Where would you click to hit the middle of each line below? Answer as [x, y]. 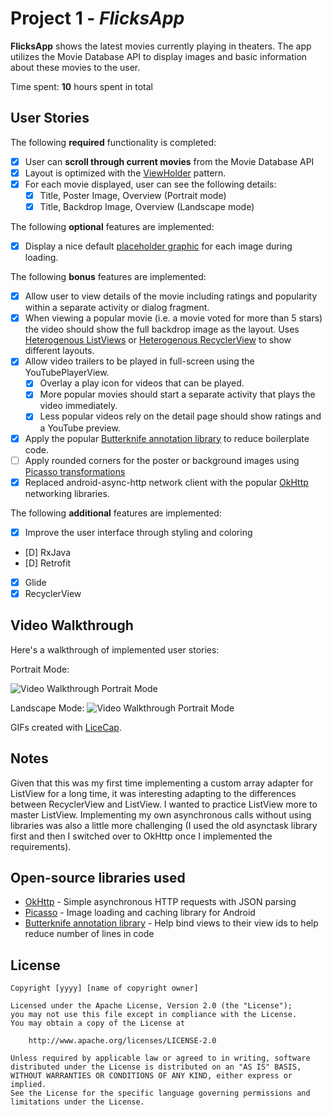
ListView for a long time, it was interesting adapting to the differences [153, 793]
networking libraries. [67, 493]
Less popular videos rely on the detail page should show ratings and [180, 416]
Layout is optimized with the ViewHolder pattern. [125, 173]
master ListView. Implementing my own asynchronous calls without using [161, 814]
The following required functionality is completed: [113, 142]
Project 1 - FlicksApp [97, 18]
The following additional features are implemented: [116, 513]
